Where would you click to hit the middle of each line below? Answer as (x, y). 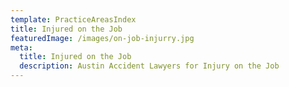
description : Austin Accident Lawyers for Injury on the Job (149, 66)
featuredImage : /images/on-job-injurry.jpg (102, 38)
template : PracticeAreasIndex (73, 19)
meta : (21, 47)
